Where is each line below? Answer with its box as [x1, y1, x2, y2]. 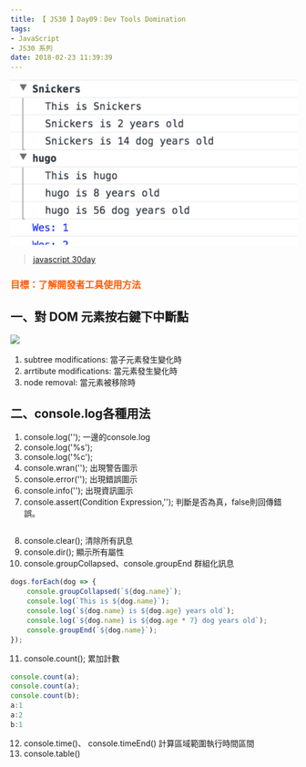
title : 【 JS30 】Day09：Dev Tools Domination [10, 15, 186, 24]
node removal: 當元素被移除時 [23, 376, 136, 387]
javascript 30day [32, 253, 97, 264]
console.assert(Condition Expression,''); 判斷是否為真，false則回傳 [23, 496, 274, 507]
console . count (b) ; [10, 691, 80, 701]
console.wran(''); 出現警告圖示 [23, 463, 138, 474]
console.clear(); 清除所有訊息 [23, 536, 134, 547]
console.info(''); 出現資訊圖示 [23, 486, 134, 496]
